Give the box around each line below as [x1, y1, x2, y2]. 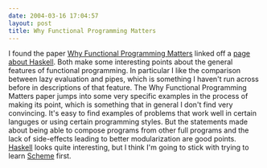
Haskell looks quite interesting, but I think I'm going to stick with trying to [8, 142, 249, 153]
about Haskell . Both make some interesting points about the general [8, 57, 233, 67]
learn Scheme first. [8, 151, 72, 161]
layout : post [8, 19, 52, 27]
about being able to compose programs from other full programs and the [8, 125, 249, 135]
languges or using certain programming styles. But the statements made [8, 117, 248, 127]
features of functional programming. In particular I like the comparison [8, 66, 241, 76]
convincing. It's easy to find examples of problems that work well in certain [8, 109, 257, 118]
